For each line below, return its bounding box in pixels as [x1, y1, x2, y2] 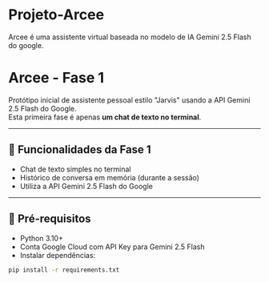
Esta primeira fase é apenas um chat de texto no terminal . [8, 112, 202, 122]
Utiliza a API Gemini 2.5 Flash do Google [19, 181, 154, 191]
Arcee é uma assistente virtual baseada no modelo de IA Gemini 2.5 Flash [8, 32, 251, 42]
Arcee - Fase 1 [8, 69, 105, 87]
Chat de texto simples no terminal [19, 164, 131, 174]
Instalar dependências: [19, 250, 96, 260]
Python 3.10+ [19, 233, 64, 243]
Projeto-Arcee [8, 6, 105, 24]
